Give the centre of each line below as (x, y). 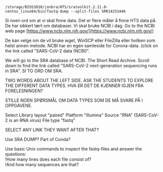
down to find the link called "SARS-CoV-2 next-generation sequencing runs (81, 66)
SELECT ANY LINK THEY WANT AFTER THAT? (52, 130)
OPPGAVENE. (19, 105)
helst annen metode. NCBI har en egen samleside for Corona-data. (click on (81, 46)
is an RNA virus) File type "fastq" (42, 120)
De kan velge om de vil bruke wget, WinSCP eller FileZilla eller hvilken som (80, 40)
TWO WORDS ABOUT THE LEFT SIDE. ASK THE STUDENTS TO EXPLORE (79, 80)
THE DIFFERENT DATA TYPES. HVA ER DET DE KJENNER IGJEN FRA (74, 86)
